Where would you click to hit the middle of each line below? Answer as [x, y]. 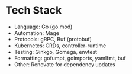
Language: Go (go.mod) [43, 27]
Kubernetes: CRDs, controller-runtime [60, 46]
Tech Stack [34, 10]
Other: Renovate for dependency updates [65, 64]
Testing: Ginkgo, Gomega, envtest [56, 52]
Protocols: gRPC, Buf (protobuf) [53, 39]
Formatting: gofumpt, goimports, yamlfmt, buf [70, 58]
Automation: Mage [37, 33]
